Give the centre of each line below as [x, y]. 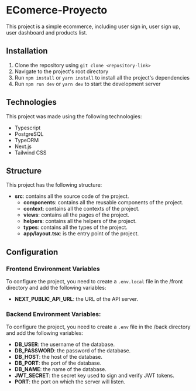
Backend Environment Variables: [54, 314]
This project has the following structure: [54, 185]
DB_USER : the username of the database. [65, 344]
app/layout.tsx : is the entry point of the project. [81, 234]
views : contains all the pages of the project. [76, 215]
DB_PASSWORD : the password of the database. [73, 351]
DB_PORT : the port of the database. [58, 363]
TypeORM [27, 140]
